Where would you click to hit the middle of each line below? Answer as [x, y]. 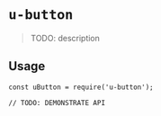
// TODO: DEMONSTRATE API [57, 103]
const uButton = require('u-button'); [81, 87]
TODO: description [65, 38]
